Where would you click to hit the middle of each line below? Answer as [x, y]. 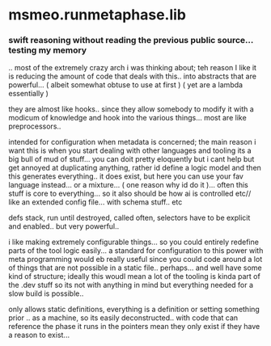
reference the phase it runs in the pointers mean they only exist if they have [134, 327]
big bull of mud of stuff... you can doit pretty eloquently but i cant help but [131, 159]
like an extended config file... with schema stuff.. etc [95, 202]
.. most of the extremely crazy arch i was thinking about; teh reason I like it [133, 68]
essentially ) [28, 94]
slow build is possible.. [46, 293]
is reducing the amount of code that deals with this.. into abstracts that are [133, 76]
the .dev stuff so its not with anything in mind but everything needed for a [131, 285]
